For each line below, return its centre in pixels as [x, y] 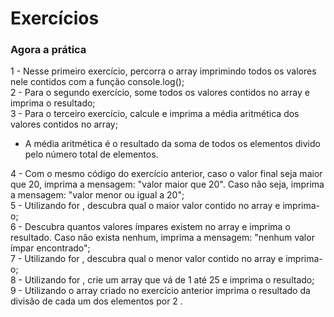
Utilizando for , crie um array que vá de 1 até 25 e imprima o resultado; [169, 280]
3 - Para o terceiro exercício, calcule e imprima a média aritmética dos [155, 114]
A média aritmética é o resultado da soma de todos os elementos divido [172, 144]
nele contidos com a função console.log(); [97, 82]
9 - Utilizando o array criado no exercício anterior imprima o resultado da [160, 291]
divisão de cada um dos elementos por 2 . [96, 301]
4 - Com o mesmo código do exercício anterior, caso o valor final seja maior [166, 174]
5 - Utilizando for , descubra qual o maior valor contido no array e [145, 206]
